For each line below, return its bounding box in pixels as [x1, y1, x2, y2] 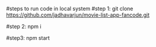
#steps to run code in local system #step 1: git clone [6, 5, 133, 12]
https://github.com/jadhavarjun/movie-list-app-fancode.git [6, 11, 150, 18]
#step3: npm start [6, 35, 50, 41]
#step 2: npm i [6, 23, 42, 30]
